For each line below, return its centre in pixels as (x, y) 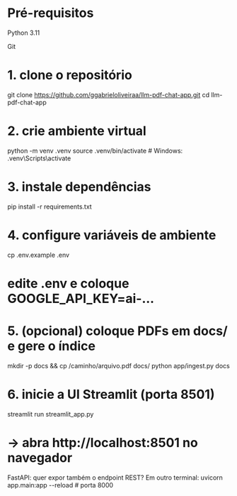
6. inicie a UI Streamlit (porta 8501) (111, 395)
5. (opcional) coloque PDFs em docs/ (117, 331)
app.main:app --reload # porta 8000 (60, 485)
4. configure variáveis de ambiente (112, 235)
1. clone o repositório (70, 75)
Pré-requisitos (51, 13)
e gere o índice (51, 346)
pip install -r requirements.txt (50, 206)
